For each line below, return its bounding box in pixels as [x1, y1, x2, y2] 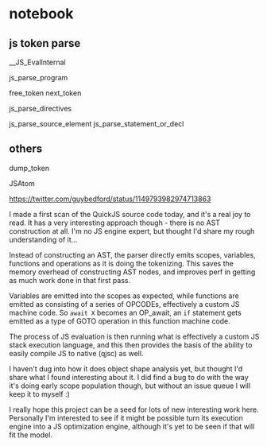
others [9, 142, 43, 156]
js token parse [9, 37, 81, 50]
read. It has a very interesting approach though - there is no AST [9, 218, 221, 227]
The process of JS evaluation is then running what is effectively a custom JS [9, 332, 260, 341]
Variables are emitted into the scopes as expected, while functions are [9, 291, 239, 301]
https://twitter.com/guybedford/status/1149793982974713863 [9, 194, 211, 204]
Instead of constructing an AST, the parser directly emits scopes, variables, [9, 250, 257, 259]
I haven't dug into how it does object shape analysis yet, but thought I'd [9, 363, 243, 374]
